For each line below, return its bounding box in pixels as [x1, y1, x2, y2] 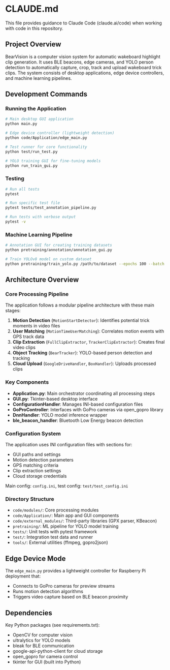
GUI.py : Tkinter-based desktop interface [12, 395, 98, 402]
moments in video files [12, 323, 60, 329]
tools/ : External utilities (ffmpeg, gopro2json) [12, 539, 108, 545]
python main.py [5, 121, 38, 127]
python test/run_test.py [5, 149, 58, 154]
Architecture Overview [5, 276, 79, 284]
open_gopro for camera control [12, 653, 78, 659]
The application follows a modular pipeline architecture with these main [5, 302, 155, 308]
